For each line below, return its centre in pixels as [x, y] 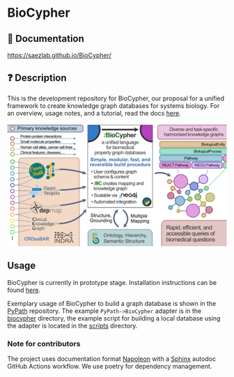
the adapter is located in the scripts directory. [72, 325]
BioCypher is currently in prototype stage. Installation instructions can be [112, 282]
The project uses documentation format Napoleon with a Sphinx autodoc [111, 359]
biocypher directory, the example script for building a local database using [114, 318]
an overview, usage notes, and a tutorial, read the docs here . [94, 113]
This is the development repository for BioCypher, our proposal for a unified [116, 98]
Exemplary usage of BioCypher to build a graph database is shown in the [112, 303]
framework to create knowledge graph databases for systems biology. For [114, 105]
